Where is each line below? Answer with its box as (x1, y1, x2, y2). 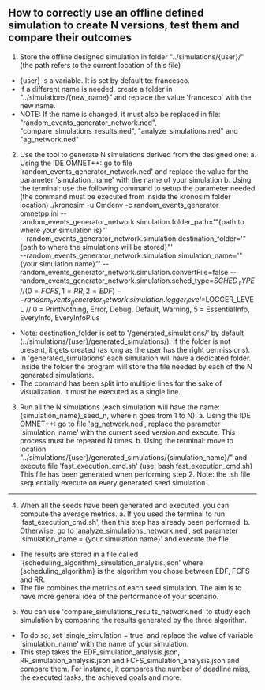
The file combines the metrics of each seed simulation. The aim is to (19, 583, 242, 593)
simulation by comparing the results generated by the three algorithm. (19, 616, 247, 625)
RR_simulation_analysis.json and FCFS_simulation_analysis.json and (19, 656, 240, 665)
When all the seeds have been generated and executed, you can (19, 501, 230, 511)
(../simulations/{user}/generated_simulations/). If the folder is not (19, 337, 231, 346)
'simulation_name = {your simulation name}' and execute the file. (19, 534, 231, 544)
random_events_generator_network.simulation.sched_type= (19, 276, 215, 285)
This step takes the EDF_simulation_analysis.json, (19, 647, 180, 657)
